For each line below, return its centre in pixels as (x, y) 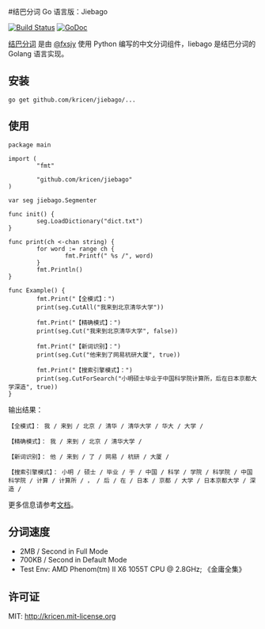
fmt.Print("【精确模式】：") (79, 322)
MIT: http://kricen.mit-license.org (62, 616)
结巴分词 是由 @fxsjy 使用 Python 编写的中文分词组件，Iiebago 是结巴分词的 (132, 44)
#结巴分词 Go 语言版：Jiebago (58, 11)
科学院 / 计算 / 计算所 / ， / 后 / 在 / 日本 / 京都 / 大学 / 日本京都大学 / (127, 480)
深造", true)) (36, 387)
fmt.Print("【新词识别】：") (79, 346)
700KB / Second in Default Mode (73, 560)
